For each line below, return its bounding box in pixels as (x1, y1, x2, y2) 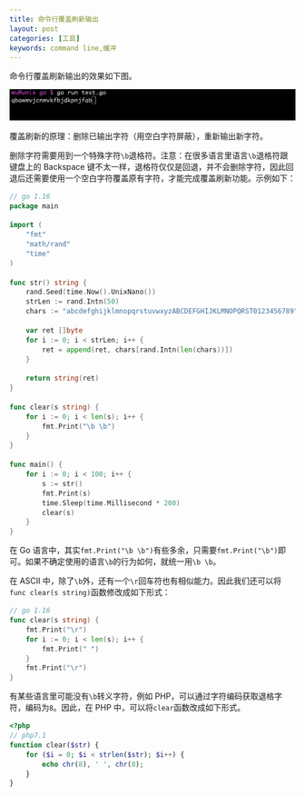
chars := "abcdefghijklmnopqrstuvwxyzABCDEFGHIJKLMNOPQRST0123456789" (25, 307, 299, 316)
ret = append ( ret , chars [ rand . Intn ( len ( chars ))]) (42, 345, 233, 354)
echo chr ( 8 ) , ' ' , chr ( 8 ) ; (42, 760, 144, 769)
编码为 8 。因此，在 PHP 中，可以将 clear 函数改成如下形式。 (25, 702, 246, 713)
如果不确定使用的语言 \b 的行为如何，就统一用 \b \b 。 (25, 556, 221, 567)
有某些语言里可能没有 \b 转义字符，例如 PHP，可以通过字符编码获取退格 (9, 691, 275, 701)
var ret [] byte (25, 325, 84, 335)
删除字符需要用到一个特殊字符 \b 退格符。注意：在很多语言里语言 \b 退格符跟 (9, 150, 289, 161)
